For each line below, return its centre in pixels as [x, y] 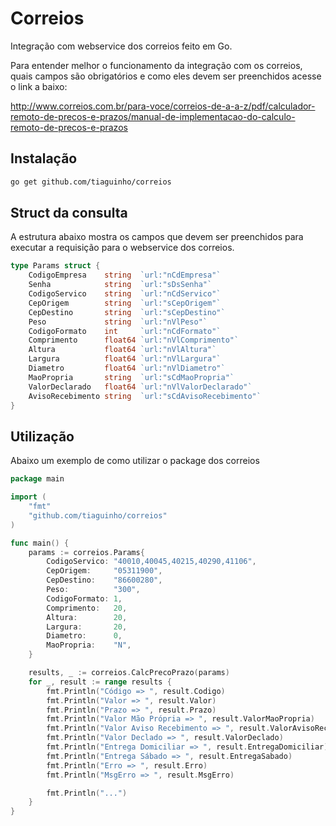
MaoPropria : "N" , [89, 645]
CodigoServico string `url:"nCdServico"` [125, 294]
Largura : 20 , [87, 627]
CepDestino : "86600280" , [104, 580]
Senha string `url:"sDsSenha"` [120, 285]
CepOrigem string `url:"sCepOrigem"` [125, 303]
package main [37, 479]
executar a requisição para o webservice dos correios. [122, 248]
